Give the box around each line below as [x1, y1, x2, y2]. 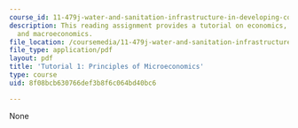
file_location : [9, 37, 66, 47]
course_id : [9, 12, 50, 22]
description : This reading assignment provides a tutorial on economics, [9, 21, 288, 30]
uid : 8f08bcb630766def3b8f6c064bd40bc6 [9, 79, 157, 87]
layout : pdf [9, 54, 53, 63]
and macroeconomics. [17, 29, 93, 38]
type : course [9, 71, 58, 79]
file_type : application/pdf [9, 46, 114, 55]
